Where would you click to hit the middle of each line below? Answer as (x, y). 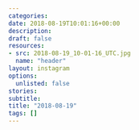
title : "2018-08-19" (43, 106)
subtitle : (25, 99)
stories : (23, 91)
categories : (28, 16)
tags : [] (23, 114)
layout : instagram (39, 69)
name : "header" (41, 61)
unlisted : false (43, 83)
